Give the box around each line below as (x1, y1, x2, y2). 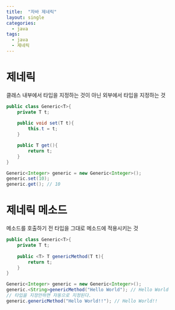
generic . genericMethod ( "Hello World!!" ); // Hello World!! (6, 298, 158, 304)
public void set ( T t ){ (17, 120, 74, 127)
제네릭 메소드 (6, 203, 68, 217)
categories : (6, 20, 36, 26)
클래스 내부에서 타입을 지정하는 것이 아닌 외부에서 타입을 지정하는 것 (6, 91, 166, 98)
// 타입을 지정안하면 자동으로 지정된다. (6, 293, 92, 299)
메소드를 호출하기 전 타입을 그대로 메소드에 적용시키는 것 (6, 224, 139, 232)
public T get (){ (17, 142, 59, 148)
